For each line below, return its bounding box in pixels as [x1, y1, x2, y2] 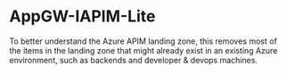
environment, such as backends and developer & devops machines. [9, 54, 258, 65]
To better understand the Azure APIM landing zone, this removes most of [9, 36, 278, 46]
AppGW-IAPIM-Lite [9, 6, 156, 27]
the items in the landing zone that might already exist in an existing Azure [9, 45, 278, 55]
